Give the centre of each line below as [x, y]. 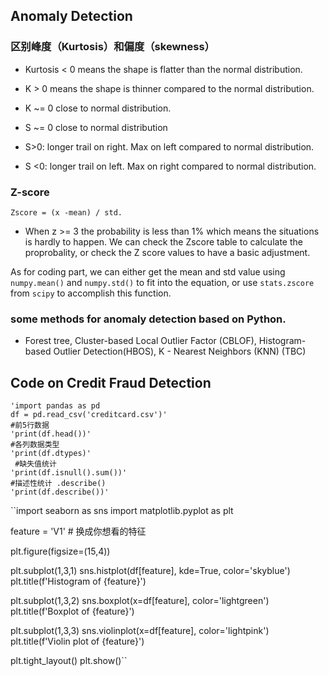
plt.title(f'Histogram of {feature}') [78, 581]
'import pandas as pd [55, 406]
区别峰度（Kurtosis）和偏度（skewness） [112, 47]
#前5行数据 [30, 425]
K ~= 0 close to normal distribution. [98, 108]
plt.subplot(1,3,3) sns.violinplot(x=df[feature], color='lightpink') [140, 631]
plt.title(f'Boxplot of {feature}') [72, 611]
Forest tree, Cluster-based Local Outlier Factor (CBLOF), [140, 341]
